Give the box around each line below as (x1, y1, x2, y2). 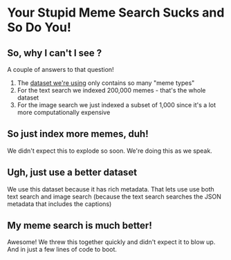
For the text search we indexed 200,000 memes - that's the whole (17, 86, 206, 94)
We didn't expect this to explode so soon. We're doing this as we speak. (7, 147, 212, 155)
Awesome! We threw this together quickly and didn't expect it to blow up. (7, 238, 216, 246)
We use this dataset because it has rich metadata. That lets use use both (7, 185, 214, 193)
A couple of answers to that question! (7, 66, 114, 73)
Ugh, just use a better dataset (7, 167, 137, 178)
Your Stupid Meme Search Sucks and (7, 5, 225, 21)
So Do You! (7, 19, 71, 35)
